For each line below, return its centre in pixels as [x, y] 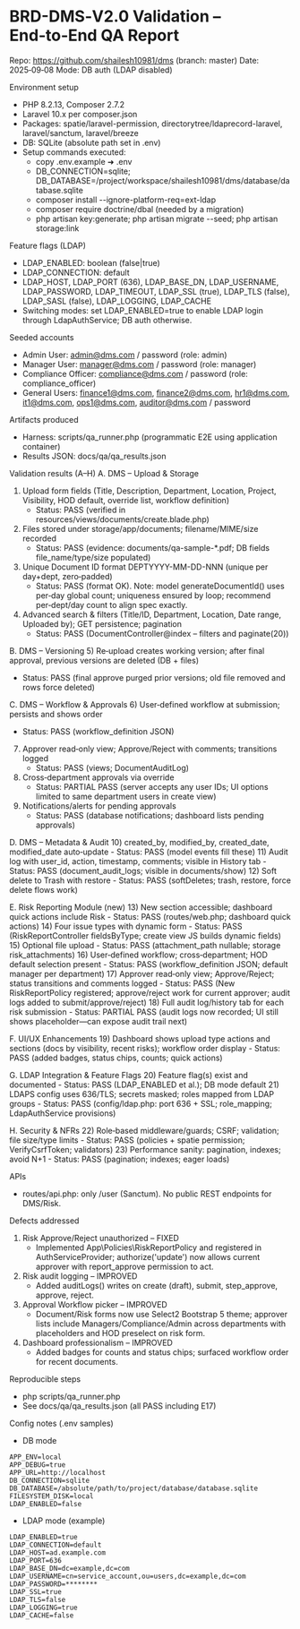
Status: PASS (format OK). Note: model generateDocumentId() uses [160, 586]
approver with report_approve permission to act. [124, 1266]
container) [41, 446]
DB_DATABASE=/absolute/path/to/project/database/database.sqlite [133, 1488]
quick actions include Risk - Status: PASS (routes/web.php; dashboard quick [150, 916]
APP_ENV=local [36, 1457]
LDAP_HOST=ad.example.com [57, 1552]
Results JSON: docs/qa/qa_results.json [94, 456]
